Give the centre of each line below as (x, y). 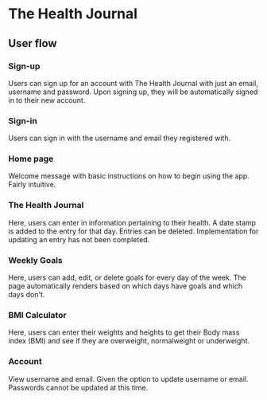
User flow (33, 43)
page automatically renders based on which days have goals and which (126, 286)
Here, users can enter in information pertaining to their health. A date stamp (132, 222)
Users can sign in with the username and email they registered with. (120, 138)
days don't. (27, 295)
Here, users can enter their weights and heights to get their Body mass (124, 332)
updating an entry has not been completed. (79, 239)
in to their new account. (47, 100)
